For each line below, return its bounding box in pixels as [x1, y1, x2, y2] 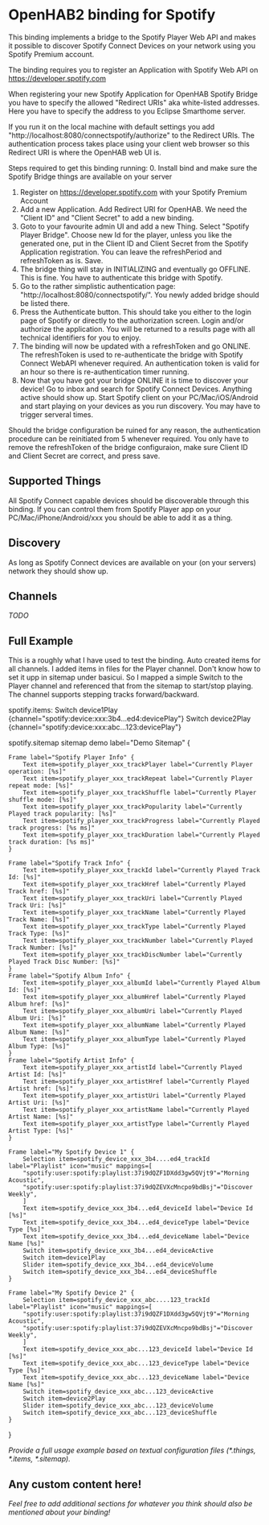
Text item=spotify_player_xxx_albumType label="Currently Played [22, 1035, 247, 1044]
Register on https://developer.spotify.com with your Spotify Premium [19, 187, 247, 196]
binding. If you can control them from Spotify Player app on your [8, 504, 222, 514]
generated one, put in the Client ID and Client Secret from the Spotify [19, 238, 249, 248]
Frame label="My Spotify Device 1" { [8, 1148, 135, 1156]
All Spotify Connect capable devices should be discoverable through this [8, 495, 250, 505]
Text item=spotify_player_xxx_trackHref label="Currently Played [22, 880, 247, 889]
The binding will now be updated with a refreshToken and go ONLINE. [19, 341, 251, 351]
